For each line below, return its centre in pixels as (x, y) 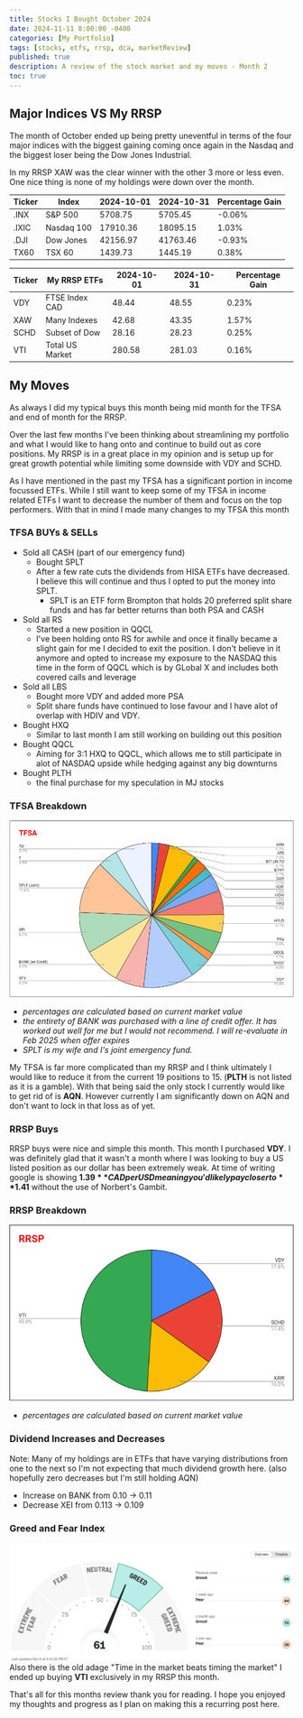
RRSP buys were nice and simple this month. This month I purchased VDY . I (150, 1148)
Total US (61, 345)
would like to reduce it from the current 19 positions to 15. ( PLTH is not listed (151, 1076)
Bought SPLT (60, 562)
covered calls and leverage (86, 677)
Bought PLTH (47, 772)
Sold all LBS (45, 687)
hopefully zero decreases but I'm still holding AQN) (104, 1478)
